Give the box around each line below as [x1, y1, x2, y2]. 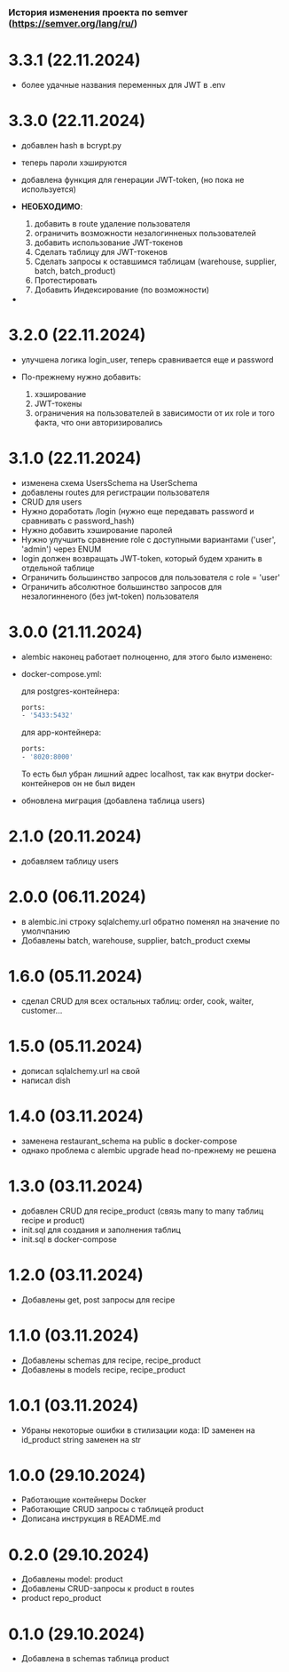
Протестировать [34, 275, 98, 285]
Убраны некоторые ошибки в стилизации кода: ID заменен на [20, 1424, 256, 1436]
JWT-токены [34, 398, 82, 409]
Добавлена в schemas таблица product [20, 1653, 169, 1664]
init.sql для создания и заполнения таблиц [20, 1224, 181, 1235]
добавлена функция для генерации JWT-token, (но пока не [20, 174, 245, 185]
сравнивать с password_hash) [20, 515, 135, 526]
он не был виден [72, 778, 136, 789]
